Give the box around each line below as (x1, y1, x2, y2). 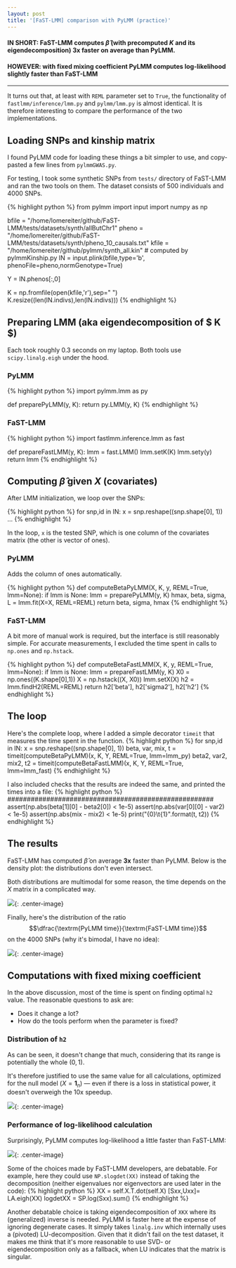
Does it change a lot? (17, 1009, 79, 1018)
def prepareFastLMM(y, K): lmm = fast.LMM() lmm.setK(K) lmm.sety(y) (7, 447, 212, 456)
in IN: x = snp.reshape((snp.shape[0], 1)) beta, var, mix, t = (7, 744, 177, 752)
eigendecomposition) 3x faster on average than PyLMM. (7, 46, 176, 55)
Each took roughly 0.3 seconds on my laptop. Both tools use (7, 346, 181, 354)
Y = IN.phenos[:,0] (7, 275, 61, 283)
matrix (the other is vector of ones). (7, 536, 110, 544)
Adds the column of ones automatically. (7, 570, 122, 578)
